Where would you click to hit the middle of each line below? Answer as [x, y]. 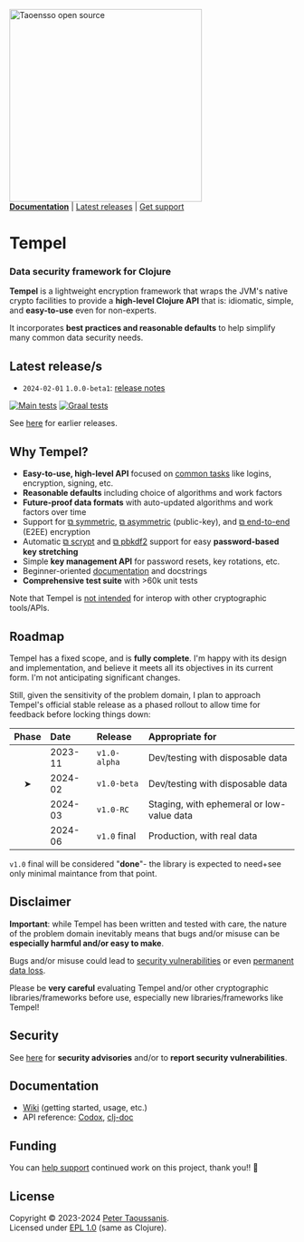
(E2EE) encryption [56, 532]
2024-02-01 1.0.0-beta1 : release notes [94, 388]
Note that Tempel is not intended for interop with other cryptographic [138, 598]
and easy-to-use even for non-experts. [83, 310]
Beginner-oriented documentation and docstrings [115, 571]
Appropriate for [182, 736]
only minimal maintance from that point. [83, 873]
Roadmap [37, 636]
